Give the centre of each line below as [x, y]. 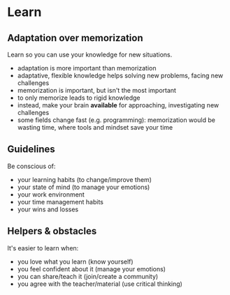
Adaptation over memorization [75, 38]
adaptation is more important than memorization [87, 68]
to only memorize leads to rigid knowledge [79, 98]
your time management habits [60, 202]
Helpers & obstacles [52, 231]
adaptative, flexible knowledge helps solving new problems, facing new [120, 75]
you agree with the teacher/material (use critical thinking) [100, 284]
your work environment [51, 194]
